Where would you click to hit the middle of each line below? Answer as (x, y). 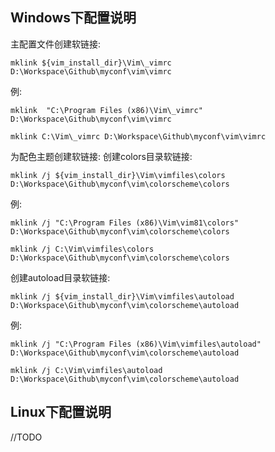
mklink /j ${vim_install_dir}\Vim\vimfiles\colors (118, 175)
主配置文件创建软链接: (56, 44)
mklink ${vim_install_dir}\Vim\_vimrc (91, 63)
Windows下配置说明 (73, 18)
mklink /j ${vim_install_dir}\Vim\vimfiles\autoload (122, 296)
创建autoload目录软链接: (60, 277)
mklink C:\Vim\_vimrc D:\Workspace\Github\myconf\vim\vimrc (138, 136)
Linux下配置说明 (61, 412)
